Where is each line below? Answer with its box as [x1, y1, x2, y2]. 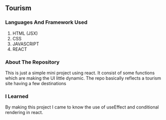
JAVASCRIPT [12, 41, 39, 47]
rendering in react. [5, 110, 43, 116]
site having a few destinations [5, 80, 66, 86]
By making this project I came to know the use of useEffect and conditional [5, 104, 159, 110]
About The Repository [5, 58, 60, 65]
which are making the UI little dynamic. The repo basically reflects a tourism [5, 75, 161, 81]
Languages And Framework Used [5, 19, 88, 26]
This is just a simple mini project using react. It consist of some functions [5, 70, 155, 76]
